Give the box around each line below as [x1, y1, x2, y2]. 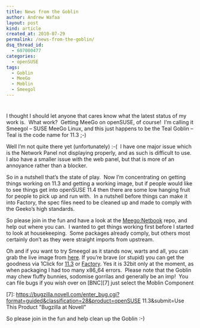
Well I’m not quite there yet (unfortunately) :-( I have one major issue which [6, 143, 192, 150]
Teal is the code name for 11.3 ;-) [6, 131, 87, 139]
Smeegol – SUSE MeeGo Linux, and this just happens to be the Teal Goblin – [6, 125, 193, 132]
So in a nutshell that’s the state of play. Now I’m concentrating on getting [6, 174, 186, 181]
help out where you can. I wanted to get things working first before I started [6, 223, 194, 231]
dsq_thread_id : [6, 42, 44, 48]
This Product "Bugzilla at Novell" [6, 304, 87, 311]
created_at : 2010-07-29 [6, 31, 66, 37]
